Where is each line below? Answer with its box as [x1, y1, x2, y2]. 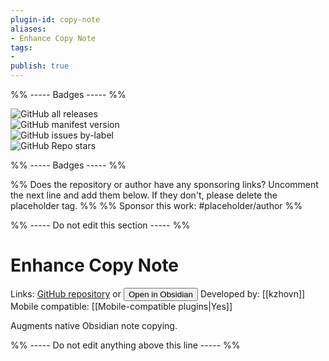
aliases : [10, 24, 47, 34]
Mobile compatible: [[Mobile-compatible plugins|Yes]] [10, 300, 233, 312]
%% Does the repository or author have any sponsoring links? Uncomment [10, 179, 319, 190]
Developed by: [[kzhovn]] [199, 287, 306, 300]
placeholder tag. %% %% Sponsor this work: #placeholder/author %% [10, 200, 303, 211]
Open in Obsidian [128, 289, 193, 300]
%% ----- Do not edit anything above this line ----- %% [10, 339, 241, 351]
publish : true [10, 61, 70, 71]
